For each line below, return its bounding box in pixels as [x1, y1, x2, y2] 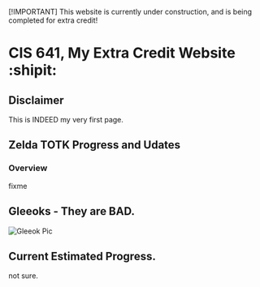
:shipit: [8, 61, 57, 79]
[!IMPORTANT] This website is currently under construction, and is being [8, 7, 253, 16]
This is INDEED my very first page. [8, 115, 124, 124]
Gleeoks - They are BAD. [8, 204, 136, 218]
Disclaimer [8, 93, 64, 107]
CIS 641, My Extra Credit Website [8, 44, 236, 62]
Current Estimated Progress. [8, 249, 156, 263]
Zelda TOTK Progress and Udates [8, 138, 181, 152]
